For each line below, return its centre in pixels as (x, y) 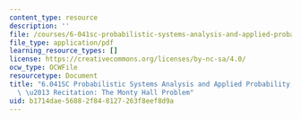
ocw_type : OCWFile (43, 68)
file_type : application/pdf (62, 42)
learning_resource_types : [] (64, 51)
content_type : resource (54, 17)
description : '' (39, 26)
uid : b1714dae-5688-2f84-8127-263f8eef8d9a (92, 101)
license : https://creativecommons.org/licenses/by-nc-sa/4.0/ (128, 59)
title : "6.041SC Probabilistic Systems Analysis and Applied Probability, (152, 84)
